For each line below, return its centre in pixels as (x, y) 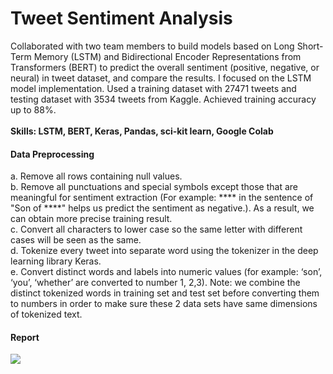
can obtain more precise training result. (91, 219)
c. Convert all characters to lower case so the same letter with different (156, 229)
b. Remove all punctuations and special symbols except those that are (154, 187)
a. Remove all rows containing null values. (96, 176)
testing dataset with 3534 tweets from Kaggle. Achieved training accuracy (163, 99)
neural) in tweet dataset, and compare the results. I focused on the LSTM (161, 78)
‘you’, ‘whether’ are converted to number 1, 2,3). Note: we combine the (155, 283)
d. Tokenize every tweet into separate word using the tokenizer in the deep (164, 251)
